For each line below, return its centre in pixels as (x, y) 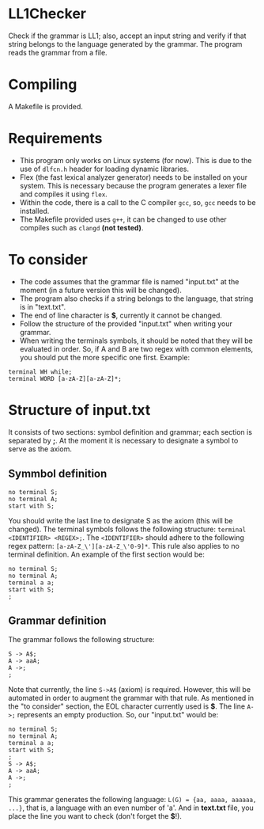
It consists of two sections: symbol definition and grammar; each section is (130, 432)
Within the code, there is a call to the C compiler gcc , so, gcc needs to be (138, 202)
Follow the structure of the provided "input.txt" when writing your (126, 323)
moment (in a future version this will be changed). (100, 290)
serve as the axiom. (40, 449)
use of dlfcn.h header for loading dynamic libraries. (104, 169)
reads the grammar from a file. (58, 52)
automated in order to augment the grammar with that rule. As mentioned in (131, 698)
